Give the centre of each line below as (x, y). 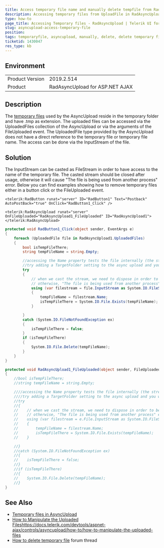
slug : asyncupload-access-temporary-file (48, 28)
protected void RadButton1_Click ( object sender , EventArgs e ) (70, 229)
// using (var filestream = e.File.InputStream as (70, 419)
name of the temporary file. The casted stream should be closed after (75, 175)
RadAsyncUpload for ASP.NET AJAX (91, 87)
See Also (19, 502)
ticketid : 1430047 (24, 42)
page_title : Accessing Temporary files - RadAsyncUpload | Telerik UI (78, 23)
